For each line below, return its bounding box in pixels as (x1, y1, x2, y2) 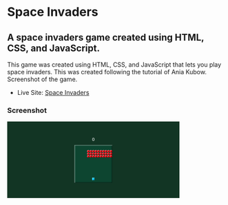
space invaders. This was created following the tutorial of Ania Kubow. (7, 68, 207, 76)
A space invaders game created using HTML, (7, 32, 205, 43)
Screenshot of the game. (7, 75, 78, 83)
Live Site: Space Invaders (17, 89, 90, 96)
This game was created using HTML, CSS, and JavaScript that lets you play (7, 61, 222, 69)
